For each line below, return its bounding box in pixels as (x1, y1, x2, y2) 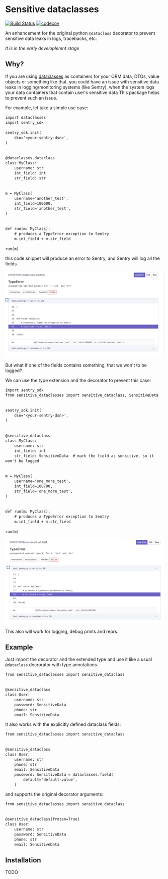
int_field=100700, (14, 484, 53, 489)
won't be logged (5, 458, 39, 464)
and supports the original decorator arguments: (5, 791, 104, 797)
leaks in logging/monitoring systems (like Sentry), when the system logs (5, 84, 155, 90)
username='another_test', (14, 196, 69, 201)
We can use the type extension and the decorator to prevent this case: (5, 378, 151, 384)
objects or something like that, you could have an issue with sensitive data (5, 78, 159, 84)
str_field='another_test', (14, 206, 71, 211)
